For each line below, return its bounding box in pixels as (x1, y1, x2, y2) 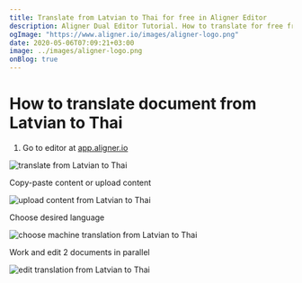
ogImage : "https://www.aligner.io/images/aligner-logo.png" (9, 30, 240, 39)
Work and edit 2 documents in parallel (9, 246, 150, 257)
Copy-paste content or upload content (9, 177, 152, 188)
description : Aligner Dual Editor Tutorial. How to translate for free (9, 22, 283, 31)
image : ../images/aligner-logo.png (9, 47, 143, 56)
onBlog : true (9, 55, 58, 64)
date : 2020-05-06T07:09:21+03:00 (9, 38, 135, 48)
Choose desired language (9, 212, 105, 223)
